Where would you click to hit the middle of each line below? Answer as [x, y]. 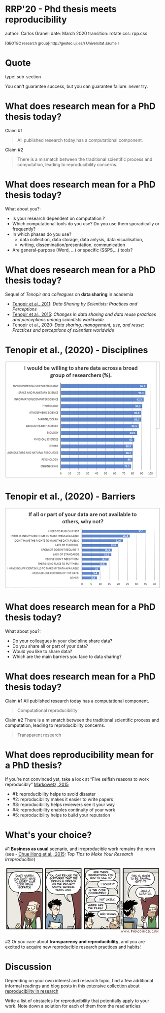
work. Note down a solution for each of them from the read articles [73, 1006]
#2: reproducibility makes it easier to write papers [63, 799]
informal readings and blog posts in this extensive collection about [72, 986]
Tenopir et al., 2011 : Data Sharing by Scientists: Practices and [75, 304]
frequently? [24, 229]
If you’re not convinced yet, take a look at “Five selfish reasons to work [77, 779]
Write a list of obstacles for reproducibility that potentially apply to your [77, 1001]
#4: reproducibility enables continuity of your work [64, 810]
